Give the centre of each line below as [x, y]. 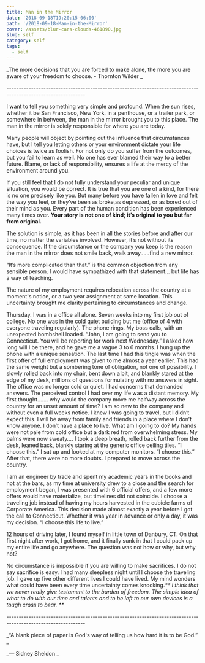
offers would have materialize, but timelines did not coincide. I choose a [97, 496]
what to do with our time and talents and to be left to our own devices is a [99, 598]
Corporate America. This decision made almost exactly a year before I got [99, 509]
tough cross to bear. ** [35, 605]
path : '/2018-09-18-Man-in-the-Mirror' [57, 23]
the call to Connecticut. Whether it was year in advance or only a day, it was [102, 516]
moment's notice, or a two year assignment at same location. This [89, 296]
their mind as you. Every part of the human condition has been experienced [102, 208]
